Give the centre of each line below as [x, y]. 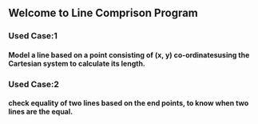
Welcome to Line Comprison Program [103, 13]
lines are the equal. [41, 112]
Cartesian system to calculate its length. [77, 63]
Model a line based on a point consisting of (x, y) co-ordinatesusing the [129, 54]
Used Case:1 [33, 36]
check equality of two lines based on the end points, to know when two [129, 103]
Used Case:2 [34, 84]
